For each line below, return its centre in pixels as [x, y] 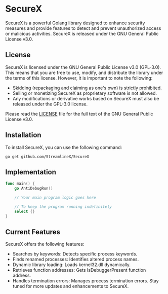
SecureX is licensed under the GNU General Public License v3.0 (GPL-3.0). [83, 67]
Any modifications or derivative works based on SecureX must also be [86, 98]
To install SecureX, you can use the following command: [64, 147]
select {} [25, 211]
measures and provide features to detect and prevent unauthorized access [83, 28]
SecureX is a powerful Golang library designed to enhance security [75, 23]
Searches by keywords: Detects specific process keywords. [75, 254]
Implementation [31, 172]
